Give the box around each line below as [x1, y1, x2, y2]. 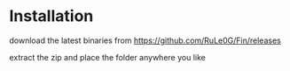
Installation [9, 6, 94, 26]
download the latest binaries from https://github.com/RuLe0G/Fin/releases [9, 35, 281, 46]
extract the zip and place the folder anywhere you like [9, 52, 206, 62]
